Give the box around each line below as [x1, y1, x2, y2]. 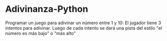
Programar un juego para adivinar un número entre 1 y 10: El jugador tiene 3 [5, 20, 161, 26]
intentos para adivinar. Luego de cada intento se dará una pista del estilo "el [5, 25, 162, 31]
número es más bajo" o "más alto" [5, 30, 76, 36]
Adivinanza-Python [5, 3, 89, 15]
